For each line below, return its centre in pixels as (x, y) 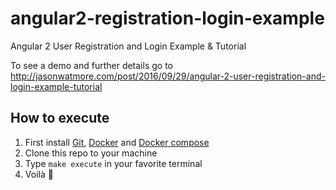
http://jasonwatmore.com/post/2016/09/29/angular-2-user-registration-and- (168, 76)
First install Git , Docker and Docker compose (117, 142)
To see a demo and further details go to (91, 65)
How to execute (60, 118)
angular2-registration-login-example (167, 18)
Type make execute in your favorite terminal (113, 163)
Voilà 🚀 (39, 174)
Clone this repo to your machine (91, 153)
